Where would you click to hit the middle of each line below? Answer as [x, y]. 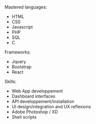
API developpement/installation [43, 101]
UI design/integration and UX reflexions [51, 107]
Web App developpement [37, 91]
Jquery [19, 62]
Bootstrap [21, 67]
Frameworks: [18, 52]
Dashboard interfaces [33, 96]
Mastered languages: [26, 7]
